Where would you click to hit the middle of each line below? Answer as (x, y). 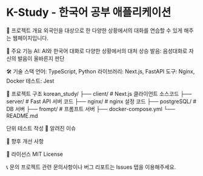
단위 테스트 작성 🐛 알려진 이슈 (41, 128)
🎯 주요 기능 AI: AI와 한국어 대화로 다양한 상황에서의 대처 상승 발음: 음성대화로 (97, 51)
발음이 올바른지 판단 (41, 58)
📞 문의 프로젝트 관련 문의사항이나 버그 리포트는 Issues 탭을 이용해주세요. (91, 167)
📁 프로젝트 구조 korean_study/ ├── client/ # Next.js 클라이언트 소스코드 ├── (99, 93)
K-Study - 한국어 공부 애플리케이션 (89, 12)
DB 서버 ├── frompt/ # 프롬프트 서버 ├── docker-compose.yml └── (91, 109)
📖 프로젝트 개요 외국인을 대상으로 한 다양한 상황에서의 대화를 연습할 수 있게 (95, 30)
